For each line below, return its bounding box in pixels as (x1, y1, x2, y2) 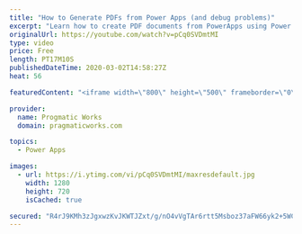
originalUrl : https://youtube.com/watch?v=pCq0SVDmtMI (9, 30, 219, 39)
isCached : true (25, 195, 83, 204)
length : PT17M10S (9, 55, 75, 64)
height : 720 (25, 186, 70, 196)
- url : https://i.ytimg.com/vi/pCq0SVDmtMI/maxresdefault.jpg (17, 170, 255, 179)
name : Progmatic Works (17, 112, 102, 121)
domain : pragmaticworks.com (17, 121, 123, 130)
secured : (9, 211, 42, 220)
